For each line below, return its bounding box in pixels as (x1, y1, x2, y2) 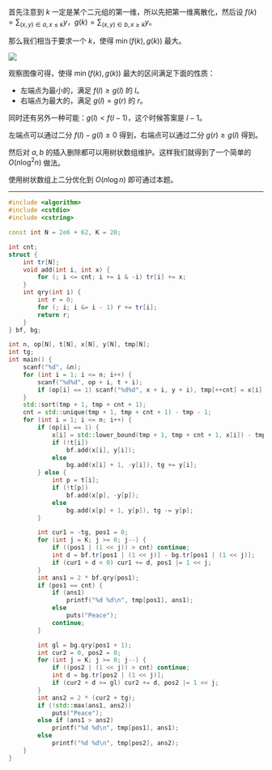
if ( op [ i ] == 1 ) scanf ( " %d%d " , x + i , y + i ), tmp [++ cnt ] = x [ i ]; (37, 386, 266, 394)
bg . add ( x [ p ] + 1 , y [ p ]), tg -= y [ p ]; (66, 506, 194, 515)
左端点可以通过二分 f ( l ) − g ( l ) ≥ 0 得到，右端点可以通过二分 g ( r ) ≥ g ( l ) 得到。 (8, 130, 263, 139)
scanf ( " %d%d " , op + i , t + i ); (37, 378, 143, 387)
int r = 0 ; (37, 296, 74, 304)
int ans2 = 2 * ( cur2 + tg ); (37, 694, 136, 702)
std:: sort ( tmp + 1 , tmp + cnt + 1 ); (23, 400, 147, 409)
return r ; (37, 310, 70, 319)
